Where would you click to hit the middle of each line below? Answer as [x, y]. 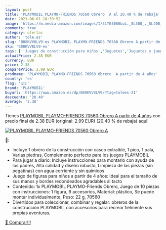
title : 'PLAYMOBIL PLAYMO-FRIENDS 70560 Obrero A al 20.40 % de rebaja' [83, 14]
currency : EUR [20, 60]
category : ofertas [24, 33]
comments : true [21, 28]
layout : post [19, 10]
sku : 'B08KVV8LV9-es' [27, 46]
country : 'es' [20, 79]
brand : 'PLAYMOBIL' [25, 88]
